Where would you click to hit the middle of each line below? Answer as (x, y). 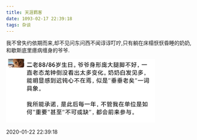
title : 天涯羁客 (24, 12)
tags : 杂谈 (19, 25)
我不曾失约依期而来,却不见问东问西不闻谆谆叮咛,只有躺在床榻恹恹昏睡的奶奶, (99, 43)
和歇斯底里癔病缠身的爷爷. (38, 51)
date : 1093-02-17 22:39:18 (39, 19)
